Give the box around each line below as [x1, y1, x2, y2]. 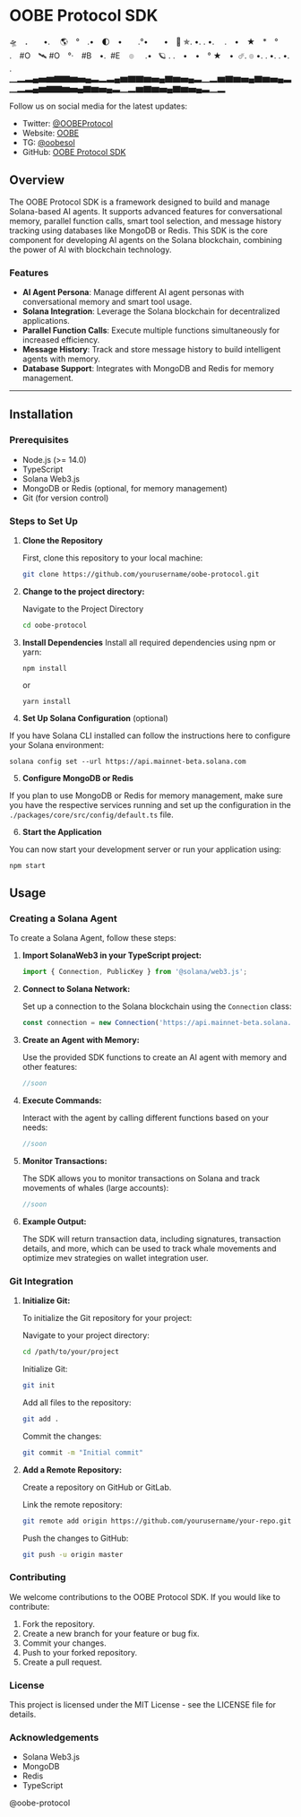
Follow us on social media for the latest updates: [9, 100, 188, 111]
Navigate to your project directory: [21, 1330, 150, 1341]
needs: [21, 1122, 48, 1133]
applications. [21, 316, 70, 326]
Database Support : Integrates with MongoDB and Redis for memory [21, 363, 275, 374]
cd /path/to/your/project [21, 1347, 119, 1357]
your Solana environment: [9, 739, 105, 750]
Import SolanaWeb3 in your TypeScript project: [21, 950, 202, 961]
